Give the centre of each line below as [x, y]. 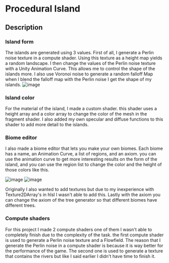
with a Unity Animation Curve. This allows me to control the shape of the [80, 68]
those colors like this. [27, 170]
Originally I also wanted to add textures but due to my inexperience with [80, 190]
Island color [20, 98]
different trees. [21, 205]
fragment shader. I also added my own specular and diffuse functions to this [84, 119]
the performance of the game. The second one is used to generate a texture [84, 251]
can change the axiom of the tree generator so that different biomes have [81, 200]
